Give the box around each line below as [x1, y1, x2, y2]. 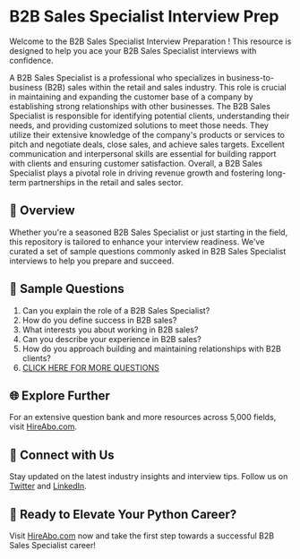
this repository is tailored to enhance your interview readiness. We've [9, 236, 265, 247]
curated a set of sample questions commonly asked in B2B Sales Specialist [9, 245, 287, 256]
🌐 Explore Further [9, 388, 110, 403]
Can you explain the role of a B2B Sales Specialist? [21, 305, 210, 315]
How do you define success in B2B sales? [21, 314, 177, 325]
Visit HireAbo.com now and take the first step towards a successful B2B [9, 530, 275, 541]
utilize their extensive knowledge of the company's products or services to [9, 129, 285, 140]
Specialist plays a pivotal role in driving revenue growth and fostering [9, 168, 264, 178]
